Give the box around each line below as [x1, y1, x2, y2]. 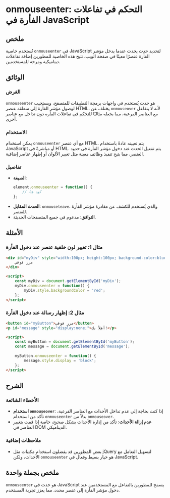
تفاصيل [6, 163, 22, 170]
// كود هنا [22, 190, 41, 195]
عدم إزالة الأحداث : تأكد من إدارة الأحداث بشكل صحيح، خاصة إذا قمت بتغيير [13, 419, 152, 425]
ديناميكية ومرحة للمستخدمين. [6, 59, 61, 64]
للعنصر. [13, 208, 27, 214]
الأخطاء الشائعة [6, 396, 39, 403]
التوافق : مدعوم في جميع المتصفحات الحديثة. [13, 214, 96, 220]
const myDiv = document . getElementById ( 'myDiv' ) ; [15, 279, 122, 284]
